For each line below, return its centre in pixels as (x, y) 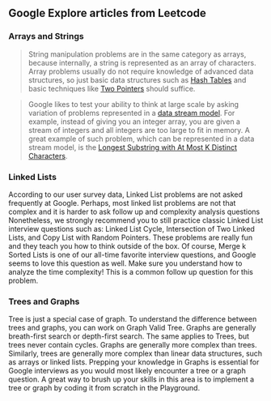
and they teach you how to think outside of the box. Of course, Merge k (127, 245)
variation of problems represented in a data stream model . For (131, 113)
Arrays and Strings (46, 36)
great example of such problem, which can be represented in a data (141, 139)
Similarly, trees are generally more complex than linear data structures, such (135, 354)
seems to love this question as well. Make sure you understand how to (125, 263)
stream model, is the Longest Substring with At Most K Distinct (132, 147)
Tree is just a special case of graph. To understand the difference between (133, 319)
